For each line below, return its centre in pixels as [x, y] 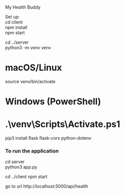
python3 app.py [21, 167]
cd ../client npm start [26, 177]
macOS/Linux [34, 68]
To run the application [32, 151]
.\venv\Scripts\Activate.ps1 [63, 124]
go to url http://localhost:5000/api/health [47, 187]
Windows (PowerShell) [53, 102]
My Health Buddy [23, 7]
